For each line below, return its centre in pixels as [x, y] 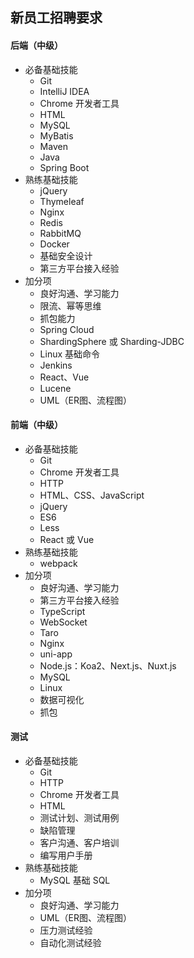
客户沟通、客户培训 [79, 842]
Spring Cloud [67, 329]
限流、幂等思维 [70, 305]
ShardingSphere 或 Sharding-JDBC [112, 341]
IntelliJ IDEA [64, 91]
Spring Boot [64, 167]
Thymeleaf [62, 201]
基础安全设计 [66, 255]
